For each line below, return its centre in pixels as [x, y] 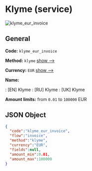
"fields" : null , [25, 149]
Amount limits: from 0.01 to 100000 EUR [46, 99]
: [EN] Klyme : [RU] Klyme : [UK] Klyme [45, 89]
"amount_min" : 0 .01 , [30, 154]
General [18, 39]
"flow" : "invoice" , [29, 136]
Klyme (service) [39, 9]
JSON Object [26, 115]
